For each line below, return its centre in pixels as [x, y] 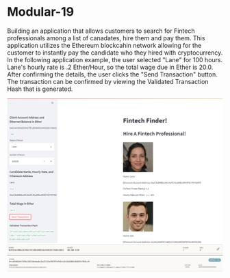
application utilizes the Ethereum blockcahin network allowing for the [104, 45]
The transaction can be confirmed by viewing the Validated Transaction [108, 81]
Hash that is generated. [40, 89]
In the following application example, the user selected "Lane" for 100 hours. [115, 59]
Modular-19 [40, 12]
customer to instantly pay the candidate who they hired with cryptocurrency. [115, 53]
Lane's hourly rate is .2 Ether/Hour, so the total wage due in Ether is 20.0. [110, 67]
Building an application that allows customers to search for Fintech [101, 31]
